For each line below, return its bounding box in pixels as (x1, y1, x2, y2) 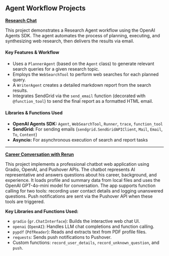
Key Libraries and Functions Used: (5, 209, 79, 215)
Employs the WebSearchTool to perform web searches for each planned (12, 72, 159, 78)
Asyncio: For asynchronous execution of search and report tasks (12, 137, 148, 143)
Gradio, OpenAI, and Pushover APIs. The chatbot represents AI (5, 166, 135, 173)
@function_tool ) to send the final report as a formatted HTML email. (12, 98, 153, 104)
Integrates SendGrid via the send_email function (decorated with (12, 93, 146, 99)
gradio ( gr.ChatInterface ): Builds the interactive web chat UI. (12, 218, 140, 224)
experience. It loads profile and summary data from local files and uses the (5, 177, 160, 183)
